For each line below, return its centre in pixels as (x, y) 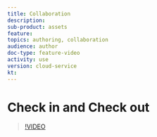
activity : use (28, 60)
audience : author (33, 46)
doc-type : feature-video (44, 53)
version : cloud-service (42, 66)
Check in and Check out (78, 107)
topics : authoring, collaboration (58, 40)
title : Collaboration (39, 14)
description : (26, 20)
